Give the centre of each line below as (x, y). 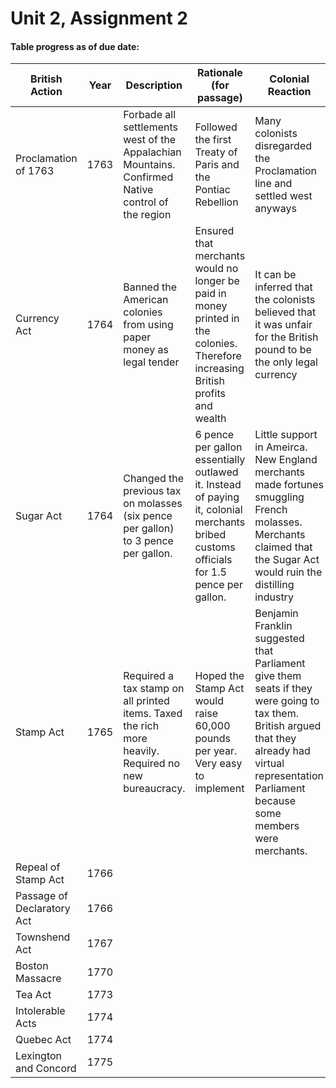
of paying (217, 497)
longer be (217, 281)
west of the (150, 140)
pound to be (283, 350)
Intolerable (40, 1011)
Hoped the (219, 676)
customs (215, 547)
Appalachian (152, 152)
